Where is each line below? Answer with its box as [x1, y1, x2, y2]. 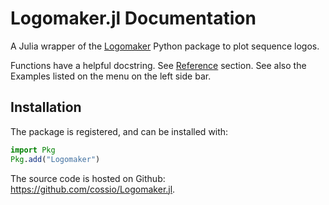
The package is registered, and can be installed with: [10, 125, 229, 137]
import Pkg [10, 145, 56, 155]
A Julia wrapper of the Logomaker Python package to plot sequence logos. [10, 40, 320, 52]
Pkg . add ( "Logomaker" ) [10, 154, 101, 164]
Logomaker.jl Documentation [10, 7, 257, 30]
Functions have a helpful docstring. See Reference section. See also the [10, 59, 307, 71]
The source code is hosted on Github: [10, 172, 166, 184]
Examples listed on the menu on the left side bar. [10, 70, 212, 82]
